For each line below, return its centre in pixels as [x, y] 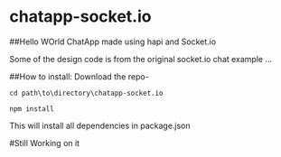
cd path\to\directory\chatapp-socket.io [87, 93]
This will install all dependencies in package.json [100, 125]
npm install [32, 109]
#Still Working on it [44, 143]
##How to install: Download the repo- [79, 76]
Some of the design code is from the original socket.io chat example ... [141, 59]
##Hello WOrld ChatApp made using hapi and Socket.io [113, 42]
